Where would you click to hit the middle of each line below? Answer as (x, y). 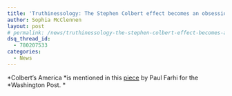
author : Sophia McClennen (44, 20)
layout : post (26, 26)
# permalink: (26, 33)
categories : (24, 52)
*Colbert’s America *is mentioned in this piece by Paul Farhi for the (103, 77)
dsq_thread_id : (29, 39)
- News (23, 58)
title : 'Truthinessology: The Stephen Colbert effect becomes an (103, 13)
